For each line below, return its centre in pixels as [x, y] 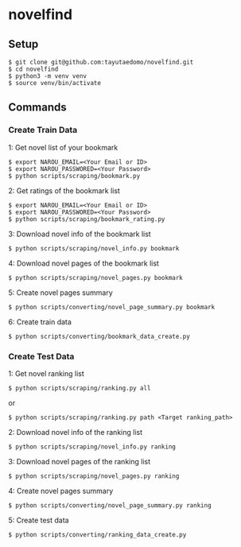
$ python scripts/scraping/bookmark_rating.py [87, 219]
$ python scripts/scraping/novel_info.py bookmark [94, 248]
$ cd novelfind [33, 69]
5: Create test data [39, 520]
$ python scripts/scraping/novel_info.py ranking [92, 447]
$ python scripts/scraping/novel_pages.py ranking [94, 476]
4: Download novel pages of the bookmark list [84, 263]
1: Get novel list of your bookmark [63, 147]
